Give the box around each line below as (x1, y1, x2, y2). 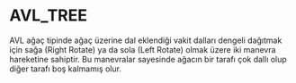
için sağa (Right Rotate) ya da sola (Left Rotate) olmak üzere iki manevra (9, 44, 276, 54)
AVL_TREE (9, 5, 88, 26)
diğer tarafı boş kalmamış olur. (9, 63, 121, 74)
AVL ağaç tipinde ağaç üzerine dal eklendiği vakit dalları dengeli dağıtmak (9, 35, 283, 46)
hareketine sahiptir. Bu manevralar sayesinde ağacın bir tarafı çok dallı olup (9, 54, 288, 64)
